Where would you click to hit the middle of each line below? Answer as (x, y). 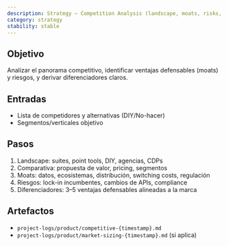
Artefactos (31, 211)
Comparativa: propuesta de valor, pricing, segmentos (92, 167)
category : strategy (35, 20)
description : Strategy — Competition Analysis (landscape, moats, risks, (115, 13)
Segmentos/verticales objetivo (60, 123)
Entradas (27, 99)
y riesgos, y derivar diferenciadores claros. (67, 78)
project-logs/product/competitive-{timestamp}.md (89, 228)
